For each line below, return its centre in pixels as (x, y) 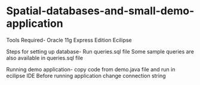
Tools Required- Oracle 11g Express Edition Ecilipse (69, 40)
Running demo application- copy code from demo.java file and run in (91, 69)
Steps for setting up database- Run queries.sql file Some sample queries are (100, 51)
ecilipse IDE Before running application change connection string (86, 75)
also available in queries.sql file (45, 58)
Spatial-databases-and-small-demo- (100, 11)
